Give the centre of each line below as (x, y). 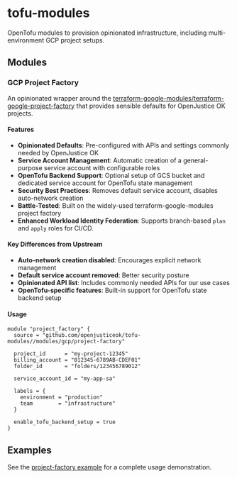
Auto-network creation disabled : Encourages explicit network (109, 260)
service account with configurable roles (102, 167)
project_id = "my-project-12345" (71, 354)
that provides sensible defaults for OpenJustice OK (151, 106)
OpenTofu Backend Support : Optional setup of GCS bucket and (111, 175)
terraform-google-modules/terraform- (169, 98)
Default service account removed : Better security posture (103, 275)
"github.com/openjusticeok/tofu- (92, 335)
